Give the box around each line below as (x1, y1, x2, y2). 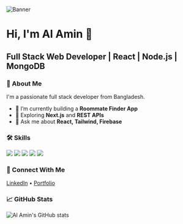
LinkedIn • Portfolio (6, 179, 55, 187)
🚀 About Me (6, 79, 42, 88)
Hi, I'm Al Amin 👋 (6, 27, 93, 41)
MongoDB (6, 61, 45, 71)
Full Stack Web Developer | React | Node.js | (6, 51, 177, 62)
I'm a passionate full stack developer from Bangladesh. (6, 93, 145, 100)
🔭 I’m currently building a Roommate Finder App (15, 104, 138, 112)
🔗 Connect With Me (6, 165, 65, 174)
